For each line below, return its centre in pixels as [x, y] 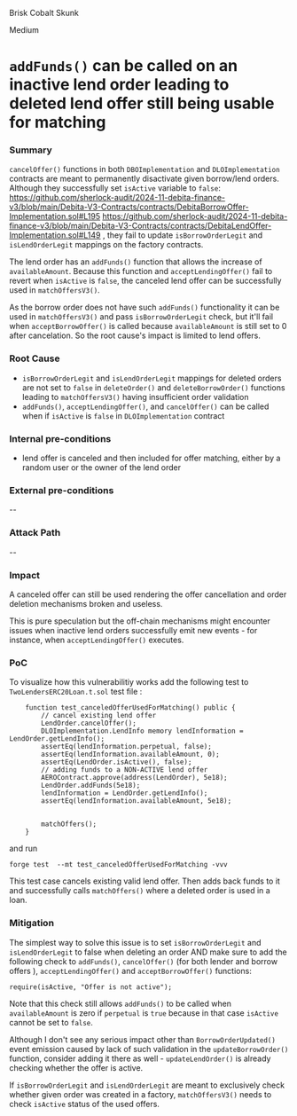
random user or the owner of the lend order [102, 468]
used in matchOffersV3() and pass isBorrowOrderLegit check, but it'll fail [141, 317]
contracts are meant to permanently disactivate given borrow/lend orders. [144, 179]
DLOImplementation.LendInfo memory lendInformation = [142, 731]
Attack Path [35, 533]
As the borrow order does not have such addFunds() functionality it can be [145, 307]
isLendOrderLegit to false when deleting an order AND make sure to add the [148, 952]
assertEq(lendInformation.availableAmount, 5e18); [137, 801]
